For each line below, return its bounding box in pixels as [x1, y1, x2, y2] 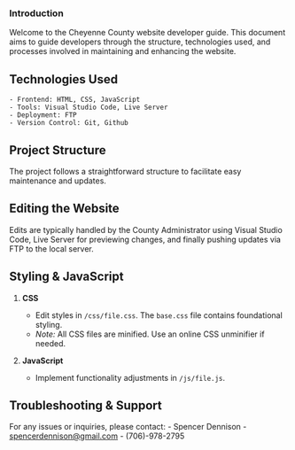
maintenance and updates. [9, 175, 106, 186]
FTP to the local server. [9, 243, 95, 254]
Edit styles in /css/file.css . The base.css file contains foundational [35, 309, 283, 321]
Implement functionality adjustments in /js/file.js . [35, 372, 226, 383]
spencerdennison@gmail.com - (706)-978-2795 [9, 431, 185, 441]
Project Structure [9, 143, 106, 158]
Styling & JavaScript [9, 269, 124, 284]
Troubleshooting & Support [9, 398, 162, 413]
